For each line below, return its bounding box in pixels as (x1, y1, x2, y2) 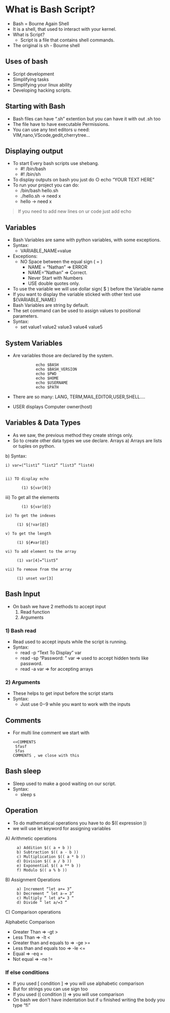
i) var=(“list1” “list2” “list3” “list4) (5, 463, 95, 468)
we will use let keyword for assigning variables (12, 825, 111, 831)
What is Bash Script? (5, 4, 95, 15)
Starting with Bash (5, 102, 65, 111)
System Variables (5, 339, 63, 347)
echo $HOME (35, 376, 59, 381)
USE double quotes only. (28, 280, 80, 286)
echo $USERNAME (35, 380, 68, 385)
